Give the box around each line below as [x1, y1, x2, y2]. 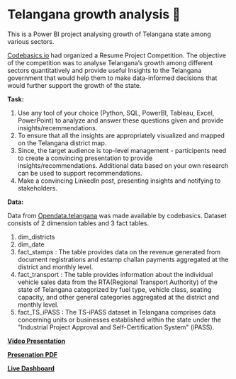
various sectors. [7, 37, 55, 45]
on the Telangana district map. [17, 138, 107, 147]
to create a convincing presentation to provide [17, 154, 153, 162]
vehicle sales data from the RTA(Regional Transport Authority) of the [17, 278, 218, 286]
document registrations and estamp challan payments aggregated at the [17, 255, 229, 264]
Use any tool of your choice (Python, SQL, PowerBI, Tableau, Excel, [17, 108, 215, 117]
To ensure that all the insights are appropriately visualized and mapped [17, 131, 225, 140]
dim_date [17, 240, 45, 249]
